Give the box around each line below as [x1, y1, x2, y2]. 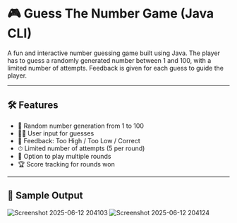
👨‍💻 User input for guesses [17, 128, 95, 138]
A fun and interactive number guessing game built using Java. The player [7, 49, 221, 57]
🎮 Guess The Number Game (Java [7, 6, 214, 22]
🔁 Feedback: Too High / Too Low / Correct [17, 136, 140, 145]
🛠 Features [7, 100, 59, 111]
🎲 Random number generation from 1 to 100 [17, 121, 145, 130]
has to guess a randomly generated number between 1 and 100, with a [7, 56, 212, 64]
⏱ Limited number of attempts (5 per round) [17, 144, 145, 152]
